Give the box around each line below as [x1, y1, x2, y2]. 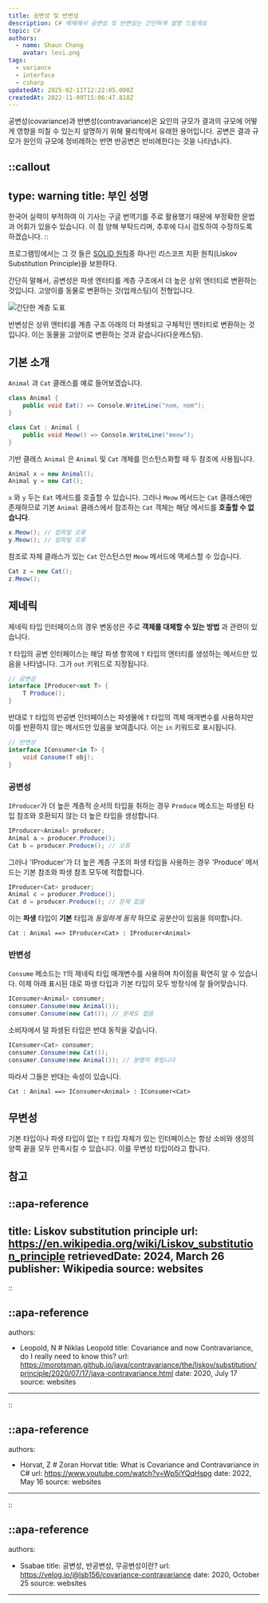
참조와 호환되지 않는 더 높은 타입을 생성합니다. [16, 811, 160, 820]
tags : [8, 57, 26, 65]
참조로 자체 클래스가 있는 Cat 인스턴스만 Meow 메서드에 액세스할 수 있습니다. [8, 552, 242, 561]
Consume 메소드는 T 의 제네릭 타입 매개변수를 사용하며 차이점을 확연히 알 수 [8, 969, 237, 979]
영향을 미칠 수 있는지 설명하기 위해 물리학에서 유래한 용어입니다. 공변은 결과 [16, 126, 251, 136]
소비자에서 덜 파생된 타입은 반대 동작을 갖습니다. [8, 1025, 158, 1035]
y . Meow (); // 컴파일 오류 [8, 536, 86, 544]
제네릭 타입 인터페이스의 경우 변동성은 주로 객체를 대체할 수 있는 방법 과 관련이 [8, 621, 250, 632]
